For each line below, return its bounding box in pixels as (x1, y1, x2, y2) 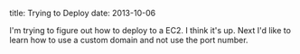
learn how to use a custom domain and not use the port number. (9, 35, 248, 45)
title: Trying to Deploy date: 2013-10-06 (9, 8, 156, 18)
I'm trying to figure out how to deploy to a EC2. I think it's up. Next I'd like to (9, 25, 292, 35)
